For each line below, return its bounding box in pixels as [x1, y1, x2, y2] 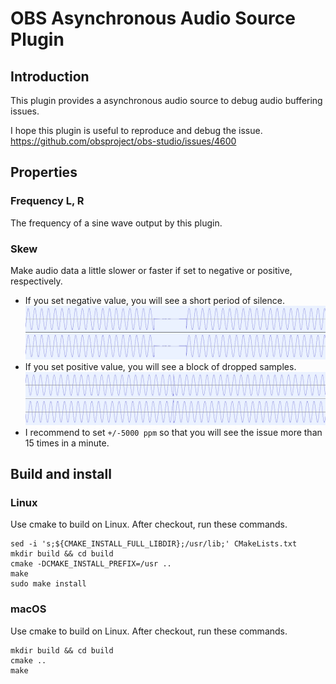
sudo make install [10, 579, 87, 589]
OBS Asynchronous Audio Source [10, 7, 296, 30]
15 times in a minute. [24, 437, 110, 449]
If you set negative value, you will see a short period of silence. [24, 294, 285, 306]
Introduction [10, 68, 90, 85]
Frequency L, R [10, 194, 85, 208]
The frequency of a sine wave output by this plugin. [10, 217, 223, 229]
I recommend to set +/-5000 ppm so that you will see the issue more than [24, 426, 323, 438]
